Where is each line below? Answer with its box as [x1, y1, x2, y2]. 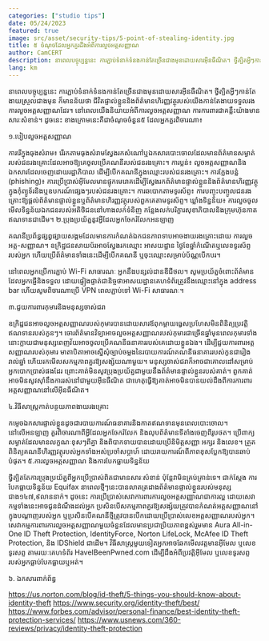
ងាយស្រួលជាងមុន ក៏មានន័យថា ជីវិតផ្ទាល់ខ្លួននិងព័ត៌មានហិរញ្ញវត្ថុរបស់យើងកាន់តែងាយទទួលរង [8, 95, 255, 105]
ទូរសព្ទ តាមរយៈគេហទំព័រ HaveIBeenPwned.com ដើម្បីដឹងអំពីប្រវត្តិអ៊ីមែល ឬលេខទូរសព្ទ [8, 547, 251, 557]
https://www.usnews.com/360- [77, 615, 182, 624]
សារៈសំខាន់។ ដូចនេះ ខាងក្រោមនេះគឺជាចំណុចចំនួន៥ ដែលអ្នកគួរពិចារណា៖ [8, 114, 203, 124]
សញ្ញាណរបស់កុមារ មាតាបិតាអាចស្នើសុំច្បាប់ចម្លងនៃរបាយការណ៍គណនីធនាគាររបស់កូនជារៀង [8, 347, 251, 356]
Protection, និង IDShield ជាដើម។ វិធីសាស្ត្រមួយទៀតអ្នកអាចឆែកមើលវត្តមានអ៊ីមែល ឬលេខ [8, 538, 256, 547]
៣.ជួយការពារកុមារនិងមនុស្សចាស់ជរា [8, 302, 106, 311]
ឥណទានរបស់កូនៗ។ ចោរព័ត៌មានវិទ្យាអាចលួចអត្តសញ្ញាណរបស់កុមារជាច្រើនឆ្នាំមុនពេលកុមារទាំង [8, 327, 258, 337]
